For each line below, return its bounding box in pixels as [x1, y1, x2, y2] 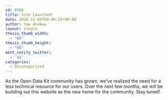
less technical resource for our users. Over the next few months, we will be [5, 83, 163, 89]
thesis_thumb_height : [5, 41, 52, 46]
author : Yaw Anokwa [5, 21, 47, 27]
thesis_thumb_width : [5, 31, 50, 36]
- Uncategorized [10, 64, 44, 69]
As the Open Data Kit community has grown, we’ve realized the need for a [5, 78, 161, 84]
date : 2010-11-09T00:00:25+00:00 [5, 17, 77, 22]
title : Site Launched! [5, 12, 54, 17]
